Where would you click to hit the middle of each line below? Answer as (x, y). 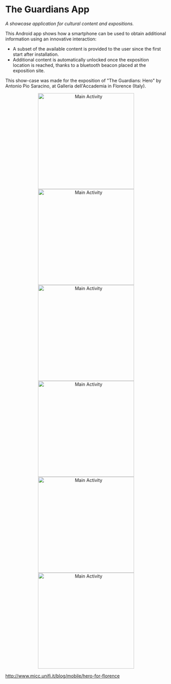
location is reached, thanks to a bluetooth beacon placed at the (79, 65)
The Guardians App (47, 9)
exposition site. (29, 71)
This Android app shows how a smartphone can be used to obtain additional (86, 33)
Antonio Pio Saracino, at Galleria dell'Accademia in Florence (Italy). (76, 86)
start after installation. (36, 54)
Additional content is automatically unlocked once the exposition (81, 59)
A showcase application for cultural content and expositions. (70, 24)
